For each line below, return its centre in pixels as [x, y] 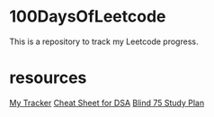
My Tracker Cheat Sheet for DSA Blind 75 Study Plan [107, 103]
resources [48, 78]
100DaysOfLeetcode [88, 17]
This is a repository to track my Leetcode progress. [104, 41]
